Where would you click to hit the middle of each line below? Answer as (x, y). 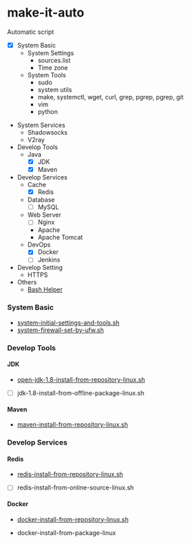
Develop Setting (40, 268)
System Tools (47, 75)
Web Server (44, 215)
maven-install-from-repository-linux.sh (72, 425)
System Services (41, 125)
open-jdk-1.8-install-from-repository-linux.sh (81, 379)
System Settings (51, 53)
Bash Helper (45, 290)
